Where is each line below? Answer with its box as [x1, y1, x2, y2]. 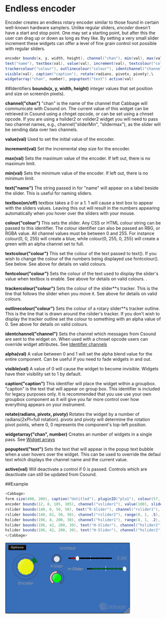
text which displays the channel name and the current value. [5, 457, 128, 463]
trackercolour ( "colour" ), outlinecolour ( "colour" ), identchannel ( [5, 66, 145, 71]
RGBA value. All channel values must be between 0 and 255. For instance [5, 230, 155, 236]
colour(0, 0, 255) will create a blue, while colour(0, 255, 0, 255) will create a [5, 236, 159, 242]
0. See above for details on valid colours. [5, 321, 88, 327]
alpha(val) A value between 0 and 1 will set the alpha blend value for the [5, 351, 153, 357]
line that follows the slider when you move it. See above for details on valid [5, 291, 157, 297]
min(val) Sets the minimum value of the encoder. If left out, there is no [5, 170, 148, 176]
